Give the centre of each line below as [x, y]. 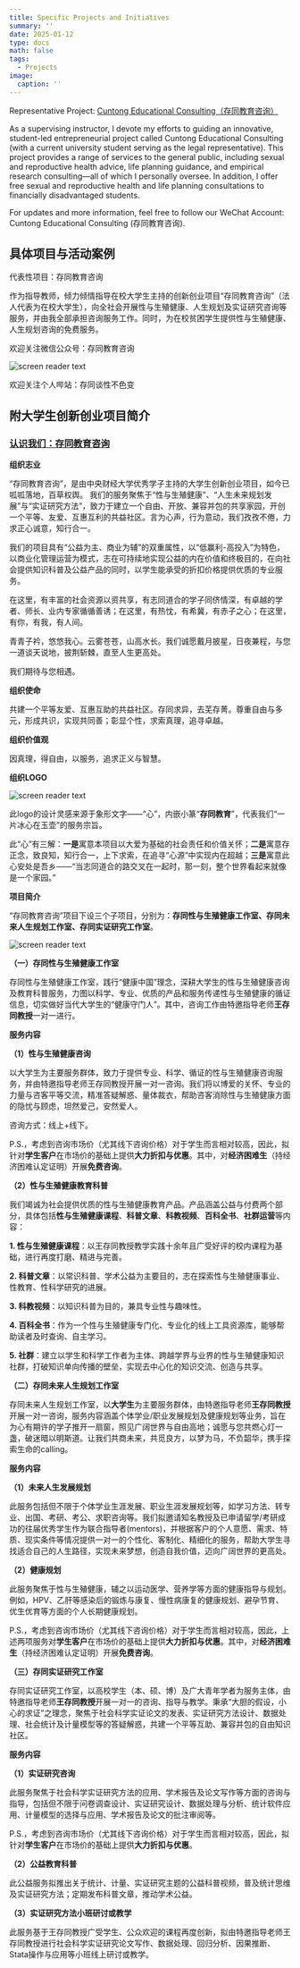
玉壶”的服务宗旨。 [73, 825]
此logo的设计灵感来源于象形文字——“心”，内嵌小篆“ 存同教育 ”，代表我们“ [143, 814]
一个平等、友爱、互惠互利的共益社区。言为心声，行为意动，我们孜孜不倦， [146, 517]
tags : [19, 59]
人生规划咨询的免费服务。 [56, 329]
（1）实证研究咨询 [42, 1774]
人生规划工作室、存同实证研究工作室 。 [87, 927]
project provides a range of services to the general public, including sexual [147, 156]
